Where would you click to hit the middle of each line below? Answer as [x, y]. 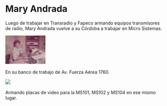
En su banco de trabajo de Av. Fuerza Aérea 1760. [58, 72]
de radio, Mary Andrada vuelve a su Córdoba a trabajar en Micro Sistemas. [84, 28]
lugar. [11, 98]
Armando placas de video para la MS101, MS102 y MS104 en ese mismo [81, 93]
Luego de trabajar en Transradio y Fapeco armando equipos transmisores [82, 23]
